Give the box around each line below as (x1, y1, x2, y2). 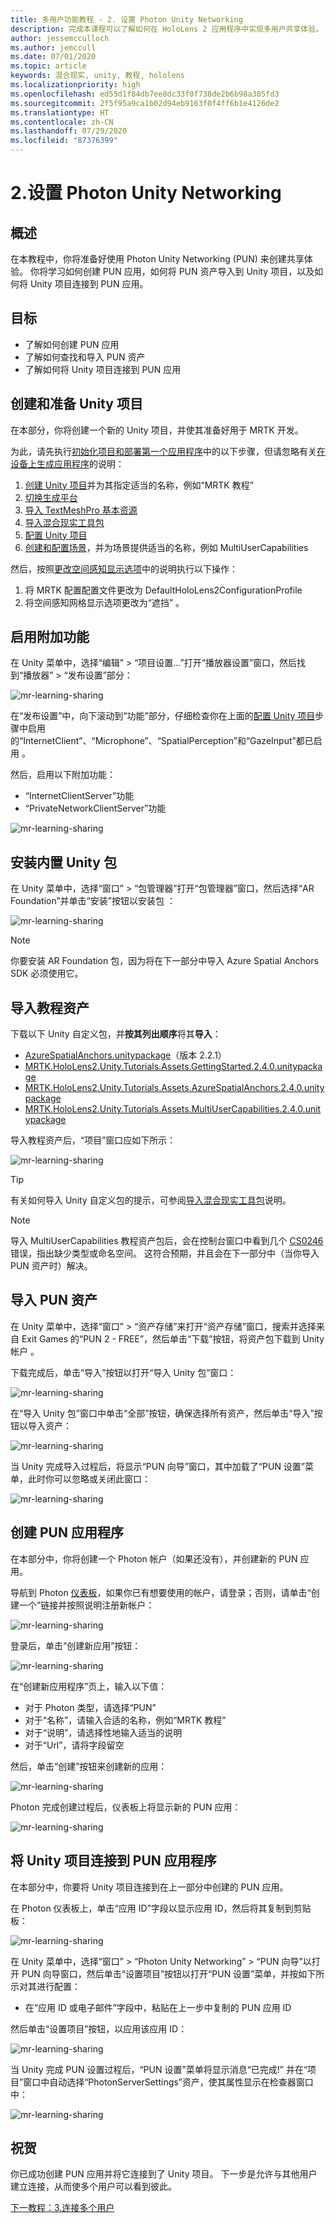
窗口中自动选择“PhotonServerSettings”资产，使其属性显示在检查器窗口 (23, 2076, 314, 2088)
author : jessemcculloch (10, 33, 110, 43)
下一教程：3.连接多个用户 (10, 2202, 115, 2214)
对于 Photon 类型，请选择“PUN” (24, 1701, 157, 1713)
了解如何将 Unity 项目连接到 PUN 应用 (24, 363, 182, 375)
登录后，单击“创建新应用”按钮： (10, 1639, 142, 1651)
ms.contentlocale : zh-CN (10, 117, 114, 127)
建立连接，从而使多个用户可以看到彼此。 (10, 2181, 177, 2193)
